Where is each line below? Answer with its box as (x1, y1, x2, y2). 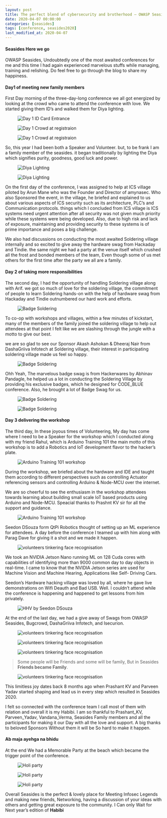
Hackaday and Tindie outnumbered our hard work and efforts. (5, 296, 132, 302)
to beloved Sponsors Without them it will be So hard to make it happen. (5, 725, 151, 731)
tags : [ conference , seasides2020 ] (5, 26, 77, 31)
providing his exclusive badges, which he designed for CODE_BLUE (5, 381, 144, 387)
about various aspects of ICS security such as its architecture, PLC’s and (5, 200, 154, 206)
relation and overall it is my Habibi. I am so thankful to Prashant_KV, (5, 709, 143, 715)
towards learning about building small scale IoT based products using (5, 494, 148, 500)
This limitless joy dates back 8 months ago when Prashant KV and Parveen (5, 683, 159, 689)
